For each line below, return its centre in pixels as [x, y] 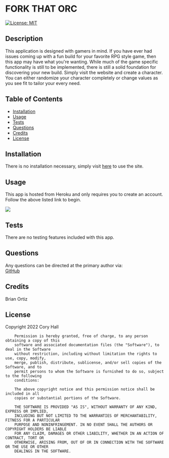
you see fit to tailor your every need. [43, 83]
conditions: [27, 381]
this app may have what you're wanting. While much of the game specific [82, 62]
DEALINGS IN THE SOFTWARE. [43, 451]
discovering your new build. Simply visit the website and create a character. [84, 72]
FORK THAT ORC [41, 9]
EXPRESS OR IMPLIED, [27, 411]
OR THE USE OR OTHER [27, 447]
